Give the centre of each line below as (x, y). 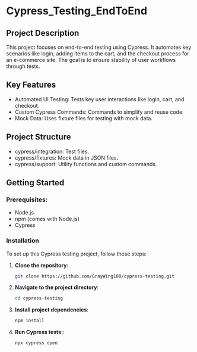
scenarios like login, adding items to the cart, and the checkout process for (98, 54)
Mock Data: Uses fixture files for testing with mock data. (84, 118)
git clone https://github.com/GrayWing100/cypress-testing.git (95, 276)
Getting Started (35, 183)
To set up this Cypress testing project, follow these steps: (77, 254)
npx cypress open (36, 343)
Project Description (43, 33)
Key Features (31, 85)
